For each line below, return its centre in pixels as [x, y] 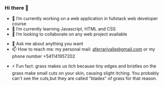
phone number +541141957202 [43, 57]
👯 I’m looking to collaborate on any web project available [69, 34]
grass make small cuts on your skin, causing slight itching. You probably [85, 73]
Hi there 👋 [17, 8]
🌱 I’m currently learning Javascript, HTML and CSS [64, 29]
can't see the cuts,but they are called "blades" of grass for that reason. [84, 79]
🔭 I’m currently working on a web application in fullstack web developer [85, 19]
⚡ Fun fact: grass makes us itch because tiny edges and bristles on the [84, 66]
